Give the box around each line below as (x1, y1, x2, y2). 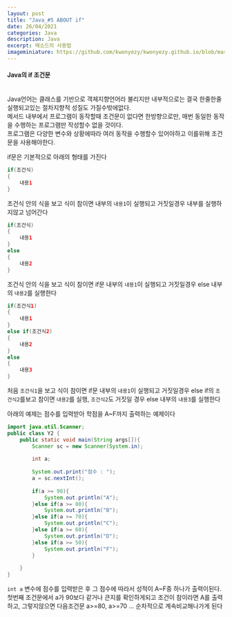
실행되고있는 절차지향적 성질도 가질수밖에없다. (7, 104, 131, 112)
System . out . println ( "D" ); (43, 533, 119, 540)
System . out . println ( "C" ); (43, 520, 119, 527)
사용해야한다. (19, 138, 56, 146)
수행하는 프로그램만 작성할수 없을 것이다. (14, 121, 124, 129)
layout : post (7, 10, 45, 17)
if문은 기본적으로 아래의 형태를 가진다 (7, 153, 107, 161)
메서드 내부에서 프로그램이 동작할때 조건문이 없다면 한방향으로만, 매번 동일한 (7, 112, 212, 121)
